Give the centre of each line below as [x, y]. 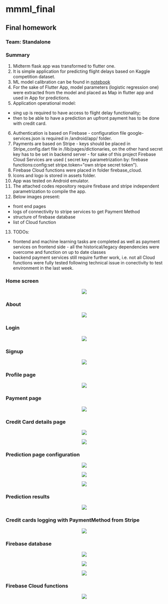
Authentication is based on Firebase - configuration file [70, 133]
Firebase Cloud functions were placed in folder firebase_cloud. [78, 170]
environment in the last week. [43, 268]
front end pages [29, 206]
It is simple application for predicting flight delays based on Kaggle [81, 71]
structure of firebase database [44, 217]
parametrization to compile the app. [50, 191]
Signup [15, 351]
